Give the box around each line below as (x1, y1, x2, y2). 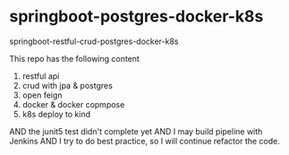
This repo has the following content (9, 53, 140, 64)
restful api (21, 70, 60, 82)
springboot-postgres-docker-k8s (9, 6, 264, 27)
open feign (21, 90, 63, 100)
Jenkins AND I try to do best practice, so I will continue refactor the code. (9, 135, 280, 146)
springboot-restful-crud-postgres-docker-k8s (9, 36, 179, 47)
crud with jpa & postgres (21, 80, 114, 90)
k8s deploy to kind (21, 108, 91, 119)
